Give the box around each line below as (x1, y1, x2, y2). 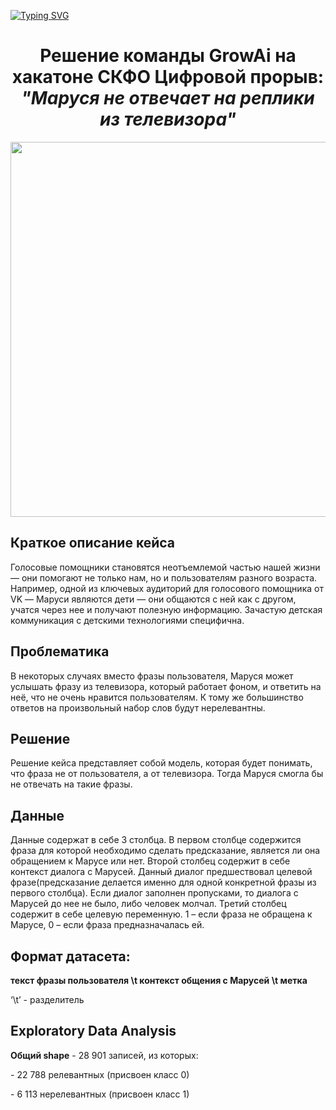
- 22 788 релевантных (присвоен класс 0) (10, 1068, 190, 1080)
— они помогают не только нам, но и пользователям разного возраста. (10, 571, 318, 584)
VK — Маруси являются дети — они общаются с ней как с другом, (10, 593, 297, 605)
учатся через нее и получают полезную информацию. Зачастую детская (10, 603, 323, 615)
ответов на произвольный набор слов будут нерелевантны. (10, 701, 266, 714)
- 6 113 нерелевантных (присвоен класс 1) (10, 1088, 190, 1100)
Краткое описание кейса (10, 535, 176, 552)
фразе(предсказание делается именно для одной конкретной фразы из (10, 876, 317, 889)
